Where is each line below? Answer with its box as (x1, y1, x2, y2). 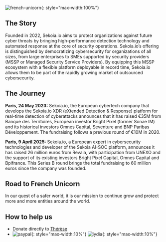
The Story (5, 19, 37, 27)
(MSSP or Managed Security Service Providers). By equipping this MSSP (5, 59, 155, 65)
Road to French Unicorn (5, 180, 80, 188)
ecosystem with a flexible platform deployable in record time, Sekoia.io (5, 64, 151, 70)
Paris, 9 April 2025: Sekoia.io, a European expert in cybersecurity (5, 139, 141, 145)
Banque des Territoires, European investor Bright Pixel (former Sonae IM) (5, 118, 156, 124)
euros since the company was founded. (5, 165, 87, 171)
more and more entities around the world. (5, 198, 91, 204)
